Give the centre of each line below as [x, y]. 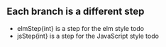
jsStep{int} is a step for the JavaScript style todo [88, 36]
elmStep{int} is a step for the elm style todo [81, 28]
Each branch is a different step [76, 12]
